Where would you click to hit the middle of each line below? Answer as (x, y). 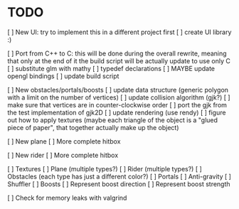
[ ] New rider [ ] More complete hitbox (63, 155)
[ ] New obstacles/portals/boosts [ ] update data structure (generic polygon (118, 90)
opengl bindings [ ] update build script (63, 76)
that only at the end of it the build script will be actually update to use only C (119, 60)
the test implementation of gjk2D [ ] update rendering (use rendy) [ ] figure (117, 112)
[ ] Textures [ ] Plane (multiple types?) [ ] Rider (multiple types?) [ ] (105, 168)
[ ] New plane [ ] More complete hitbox (64, 141)
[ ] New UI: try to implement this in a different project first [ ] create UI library (119, 32)
